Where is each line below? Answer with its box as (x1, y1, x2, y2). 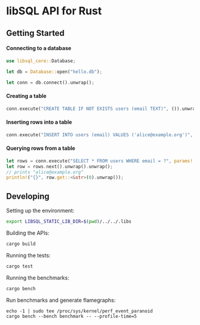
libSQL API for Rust (6, 4, 102, 18)
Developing (6, 191, 49, 201)
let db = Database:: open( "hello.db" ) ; (6, 69, 102, 75)
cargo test (6, 263, 33, 269)
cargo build (6, 241, 36, 247)
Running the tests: (6, 252, 51, 259)
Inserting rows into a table (6, 118, 73, 126)
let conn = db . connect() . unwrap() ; (6, 79, 95, 85)
